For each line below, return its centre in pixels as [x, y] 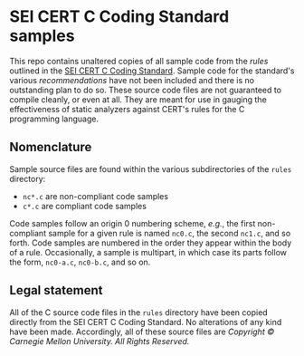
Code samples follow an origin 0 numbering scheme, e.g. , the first [133, 223]
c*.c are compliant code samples [85, 206]
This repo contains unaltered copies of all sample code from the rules [139, 61]
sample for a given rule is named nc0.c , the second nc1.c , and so [170, 233]
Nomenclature [51, 147]
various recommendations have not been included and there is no [132, 80]
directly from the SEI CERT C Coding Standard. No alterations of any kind [146, 322]
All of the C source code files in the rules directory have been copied [139, 312]
